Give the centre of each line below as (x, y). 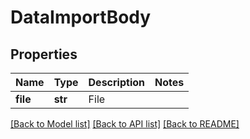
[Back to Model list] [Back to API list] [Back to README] (125, 124)
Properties (44, 54)
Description (116, 82)
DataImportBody (81, 17)
